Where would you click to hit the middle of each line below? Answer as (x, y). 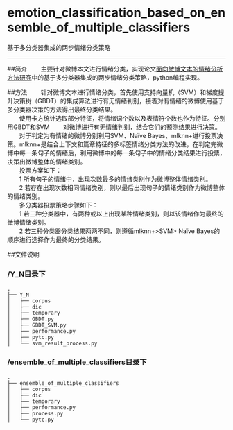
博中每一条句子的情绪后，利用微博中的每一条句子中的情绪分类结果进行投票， (116, 153)
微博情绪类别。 (28, 222)
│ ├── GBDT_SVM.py (37, 325)
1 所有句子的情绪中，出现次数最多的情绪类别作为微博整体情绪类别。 (115, 179)
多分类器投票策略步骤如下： (59, 205)
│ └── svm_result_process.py (52, 344)
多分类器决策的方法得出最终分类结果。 (62, 110)
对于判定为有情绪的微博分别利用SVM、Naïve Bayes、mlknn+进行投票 (118, 135)
